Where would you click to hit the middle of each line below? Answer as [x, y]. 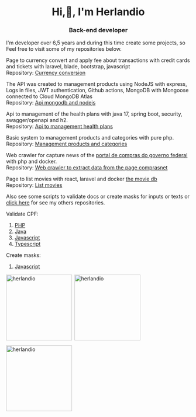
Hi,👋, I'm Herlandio [98, 12]
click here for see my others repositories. [56, 203]
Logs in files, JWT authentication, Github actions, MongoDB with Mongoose [97, 91]
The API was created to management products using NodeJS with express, [97, 84]
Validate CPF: [23, 214]
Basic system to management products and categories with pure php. [90, 138]
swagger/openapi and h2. [37, 120]
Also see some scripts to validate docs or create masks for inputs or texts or [98, 197]
